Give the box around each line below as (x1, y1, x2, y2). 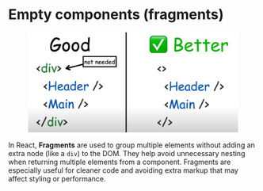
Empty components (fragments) (8, 6, 224, 24)
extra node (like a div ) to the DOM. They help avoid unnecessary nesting (8, 149, 246, 159)
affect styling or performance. (8, 174, 106, 184)
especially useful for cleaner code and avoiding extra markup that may (8, 166, 239, 175)
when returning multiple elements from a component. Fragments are (8, 157, 231, 167)
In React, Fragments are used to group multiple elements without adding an (8, 140, 256, 150)
